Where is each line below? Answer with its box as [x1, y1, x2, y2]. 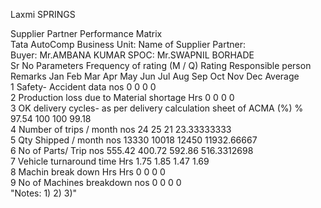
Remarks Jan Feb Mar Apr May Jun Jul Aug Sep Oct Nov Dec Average [10, 70, 300, 82]
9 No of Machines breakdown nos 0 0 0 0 [10, 177, 182, 188]
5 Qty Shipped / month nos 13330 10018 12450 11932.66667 [10, 134, 258, 146]
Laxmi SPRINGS [10, 9, 76, 20]
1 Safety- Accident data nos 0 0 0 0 [10, 81, 157, 93]
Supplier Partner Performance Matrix [10, 28, 163, 39]
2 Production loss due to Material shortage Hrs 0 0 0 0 [10, 92, 235, 103]
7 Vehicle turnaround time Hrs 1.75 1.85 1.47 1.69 [10, 155, 210, 167]
